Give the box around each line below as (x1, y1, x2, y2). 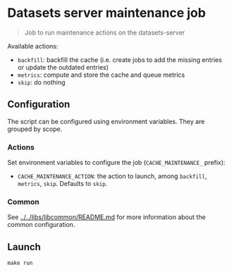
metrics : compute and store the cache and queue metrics (17, 70, 185, 79)
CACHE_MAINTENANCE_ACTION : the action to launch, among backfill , (17, 172, 207, 180)
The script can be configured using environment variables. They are (7, 117, 205, 125)
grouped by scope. (7, 125, 63, 133)
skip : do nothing (17, 78, 66, 86)
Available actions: (7, 42, 59, 50)
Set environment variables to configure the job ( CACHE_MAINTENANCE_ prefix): (7, 159, 226, 167)
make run (7, 259, 33, 267)
